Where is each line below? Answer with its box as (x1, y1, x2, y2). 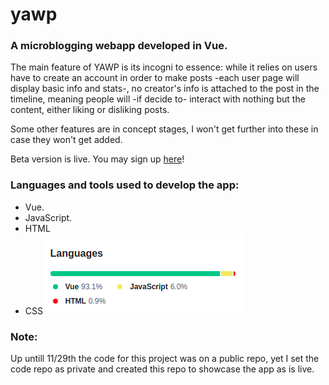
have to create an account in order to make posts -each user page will (10, 72, 300, 84)
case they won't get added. (10, 134, 123, 146)
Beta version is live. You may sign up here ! (10, 153, 185, 165)
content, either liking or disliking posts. (10, 104, 170, 116)
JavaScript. (24, 211, 73, 223)
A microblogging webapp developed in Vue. (10, 39, 228, 53)
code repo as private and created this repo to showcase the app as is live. (10, 363, 315, 375)
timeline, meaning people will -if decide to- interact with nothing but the (10, 93, 306, 105)
